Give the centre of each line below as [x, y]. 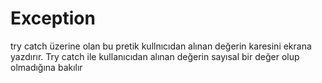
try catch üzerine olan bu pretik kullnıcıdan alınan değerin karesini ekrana [161, 46]
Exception [53, 18]
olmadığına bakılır [46, 67]
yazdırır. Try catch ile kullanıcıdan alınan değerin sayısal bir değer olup [155, 56]
